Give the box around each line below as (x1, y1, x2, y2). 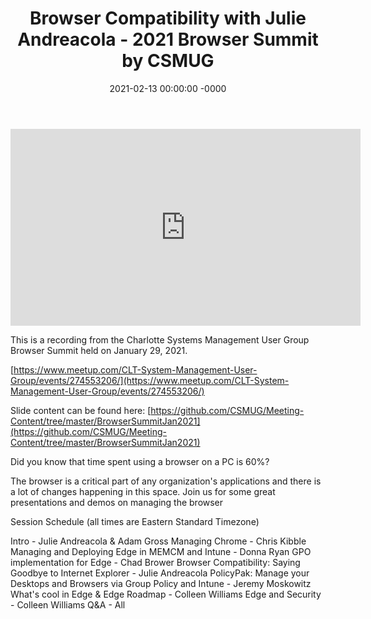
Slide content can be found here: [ (10, 404, 152, 416)
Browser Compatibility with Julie (29, 7, 307, 30)
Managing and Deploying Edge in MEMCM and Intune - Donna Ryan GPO (10, 545, 312, 557)
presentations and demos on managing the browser (10, 496, 224, 508)
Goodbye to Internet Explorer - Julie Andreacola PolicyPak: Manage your (10, 567, 310, 579)
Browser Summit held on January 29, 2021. (10, 344, 188, 356)
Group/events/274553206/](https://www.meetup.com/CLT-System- (10, 374, 290, 386)
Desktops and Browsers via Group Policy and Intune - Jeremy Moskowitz (10, 577, 312, 589)
